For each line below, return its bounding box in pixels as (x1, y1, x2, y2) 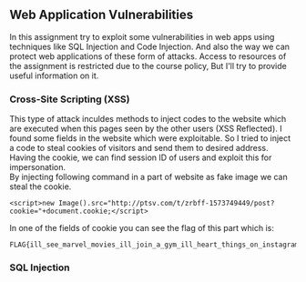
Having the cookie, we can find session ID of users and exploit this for (9, 152, 272, 163)
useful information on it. (9, 70, 99, 81)
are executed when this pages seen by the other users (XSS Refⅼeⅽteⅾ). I (9, 123, 282, 135)
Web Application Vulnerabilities (9, 7, 194, 23)
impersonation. (9, 162, 66, 173)
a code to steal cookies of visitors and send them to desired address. (9, 143, 269, 154)
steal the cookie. (9, 181, 72, 192)
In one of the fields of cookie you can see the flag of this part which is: (9, 223, 275, 234)
